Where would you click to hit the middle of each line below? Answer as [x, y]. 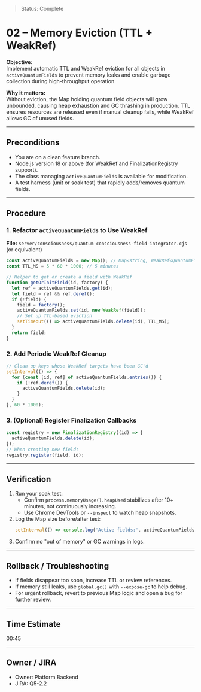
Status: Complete [42, 9]
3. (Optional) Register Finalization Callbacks [71, 420]
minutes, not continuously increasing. [70, 506]
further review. [33, 600]
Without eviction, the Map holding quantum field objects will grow [87, 99]
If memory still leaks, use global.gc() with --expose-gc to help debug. [101, 587]
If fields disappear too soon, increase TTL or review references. [93, 581]
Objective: [19, 62]
